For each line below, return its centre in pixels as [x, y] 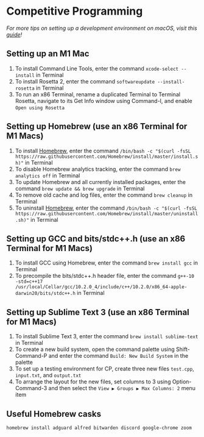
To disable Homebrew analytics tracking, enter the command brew [98, 169]
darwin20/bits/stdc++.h [45, 294]
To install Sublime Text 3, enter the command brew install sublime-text [107, 336]
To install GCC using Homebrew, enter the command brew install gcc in [107, 263]
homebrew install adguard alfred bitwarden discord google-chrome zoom [99, 428]
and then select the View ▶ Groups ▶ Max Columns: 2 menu [122, 388]
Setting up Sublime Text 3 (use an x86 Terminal [98, 312]
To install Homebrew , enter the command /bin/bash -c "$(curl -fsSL [103, 151]
